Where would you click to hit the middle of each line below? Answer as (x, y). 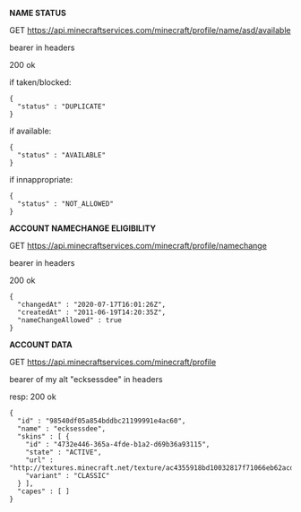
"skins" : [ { (43, 437)
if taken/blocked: (40, 82)
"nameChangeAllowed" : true (70, 320)
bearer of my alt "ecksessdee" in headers (86, 379)
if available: (30, 131)
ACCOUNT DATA (41, 345)
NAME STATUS (38, 13)
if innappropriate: (41, 179)
